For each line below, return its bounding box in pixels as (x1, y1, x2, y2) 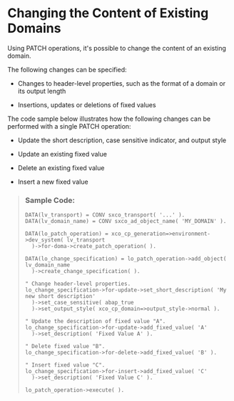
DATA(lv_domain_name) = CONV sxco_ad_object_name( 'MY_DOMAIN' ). (24, 218, 227, 225)
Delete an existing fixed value (17, 163, 105, 172)
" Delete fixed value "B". (24, 343, 106, 350)
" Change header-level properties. (24, 280, 131, 287)
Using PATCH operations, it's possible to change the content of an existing (7, 44, 227, 52)
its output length (17, 86, 66, 95)
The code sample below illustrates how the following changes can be (7, 114, 211, 123)
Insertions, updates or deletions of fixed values (17, 100, 156, 109)
